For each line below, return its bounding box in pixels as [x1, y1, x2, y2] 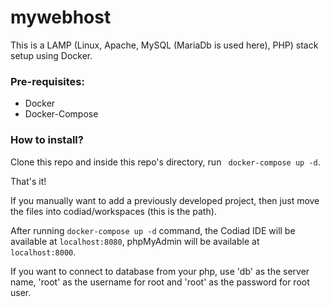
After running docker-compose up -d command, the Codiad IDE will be [10, 224, 296, 236]
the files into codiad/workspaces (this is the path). [10, 205, 217, 217]
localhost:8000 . [10, 246, 77, 258]
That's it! [10, 175, 47, 187]
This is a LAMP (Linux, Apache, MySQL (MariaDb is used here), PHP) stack [10, 39, 319, 51]
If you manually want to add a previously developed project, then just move [10, 194, 320, 206]
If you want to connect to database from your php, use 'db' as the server [10, 265, 310, 277]
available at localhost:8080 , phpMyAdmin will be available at [10, 235, 260, 247]
